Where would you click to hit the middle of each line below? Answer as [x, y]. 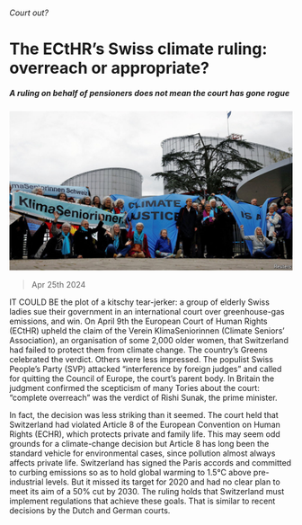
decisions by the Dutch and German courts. [90, 511]
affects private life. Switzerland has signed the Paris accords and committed [151, 463]
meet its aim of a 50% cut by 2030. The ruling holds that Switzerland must [147, 492]
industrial [27, 482]
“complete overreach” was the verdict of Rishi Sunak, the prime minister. [143, 398]
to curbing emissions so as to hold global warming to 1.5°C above [130, 473]
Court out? [29, 13]
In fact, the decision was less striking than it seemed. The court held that [144, 415]
